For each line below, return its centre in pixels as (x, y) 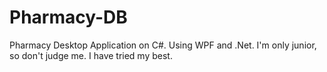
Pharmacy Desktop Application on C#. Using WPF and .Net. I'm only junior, (163, 45)
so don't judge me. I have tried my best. (91, 55)
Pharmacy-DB (68, 17)
